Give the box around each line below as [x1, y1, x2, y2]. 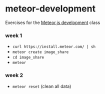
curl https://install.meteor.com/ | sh [12, 44, 96, 49]
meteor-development [5, 3, 96, 14]
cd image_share [12, 55, 44, 60]
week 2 [5, 72, 23, 79]
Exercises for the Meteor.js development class [5, 19, 100, 25]
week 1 [5, 32, 22, 39]
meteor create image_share [12, 49, 69, 55]
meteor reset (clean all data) [12, 83, 71, 89]
